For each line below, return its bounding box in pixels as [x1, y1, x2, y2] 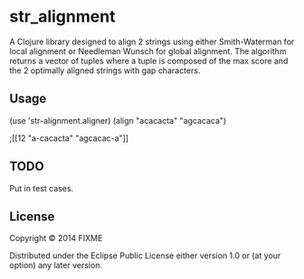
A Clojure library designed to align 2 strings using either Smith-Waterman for [9, 36, 295, 47]
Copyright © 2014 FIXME [9, 233, 103, 244]
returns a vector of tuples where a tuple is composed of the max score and [9, 55, 289, 66]
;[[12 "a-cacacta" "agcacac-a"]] [9, 133, 129, 144]
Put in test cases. [9, 182, 74, 193]
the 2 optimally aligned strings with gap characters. [9, 65, 201, 76]
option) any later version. [9, 260, 102, 271]
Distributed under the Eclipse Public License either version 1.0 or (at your [9, 250, 281, 261]
